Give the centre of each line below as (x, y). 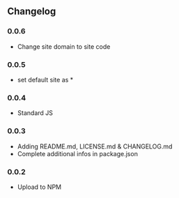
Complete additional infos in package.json (77, 153)
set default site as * (45, 79)
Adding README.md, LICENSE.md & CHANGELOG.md (95, 146)
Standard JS (35, 113)
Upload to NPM (39, 187)
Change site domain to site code (64, 46)
